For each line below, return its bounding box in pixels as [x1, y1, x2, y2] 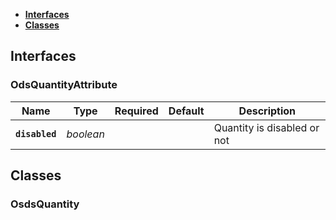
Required [114, 104, 159, 118]
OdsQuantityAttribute [10, 78, 118, 92]
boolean [66, 127, 105, 141]
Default [168, 104, 205, 118]
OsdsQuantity [10, 197, 80, 211]
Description [238, 104, 297, 118]
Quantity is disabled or [213, 120, 320, 134]
